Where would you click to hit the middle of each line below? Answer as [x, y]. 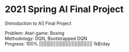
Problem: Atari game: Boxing [35, 33]
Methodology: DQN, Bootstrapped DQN [46, 38]
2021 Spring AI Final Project [64, 9]
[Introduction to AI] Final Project [38, 23]
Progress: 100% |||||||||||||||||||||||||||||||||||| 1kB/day [57, 43]
